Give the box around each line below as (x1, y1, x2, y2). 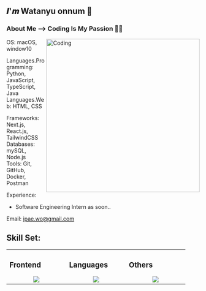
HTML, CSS (12, 102, 42, 110)
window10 (6, 45, 32, 52)
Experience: (6, 191, 37, 198)
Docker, (6, 173, 26, 180)
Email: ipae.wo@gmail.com (6, 215, 75, 222)
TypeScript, (6, 83, 36, 90)
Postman (6, 179, 29, 187)
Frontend (9, 260, 42, 270)
